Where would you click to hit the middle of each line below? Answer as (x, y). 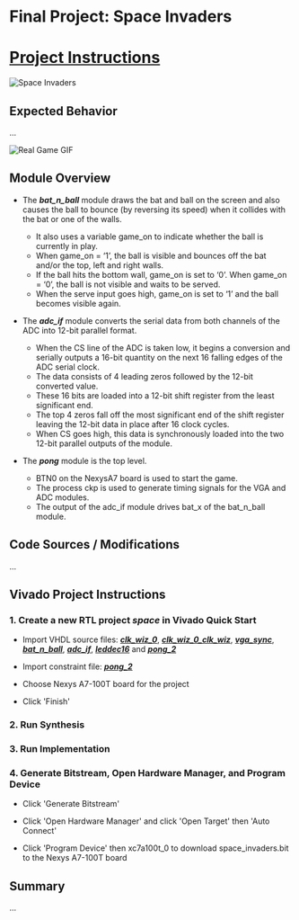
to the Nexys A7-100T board (75, 858)
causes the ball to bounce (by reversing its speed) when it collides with (154, 210)
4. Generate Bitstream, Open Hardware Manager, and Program (147, 773)
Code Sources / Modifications (95, 545)
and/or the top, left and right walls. (100, 265)
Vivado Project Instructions (88, 594)
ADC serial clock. (68, 367)
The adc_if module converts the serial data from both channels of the (151, 320)
